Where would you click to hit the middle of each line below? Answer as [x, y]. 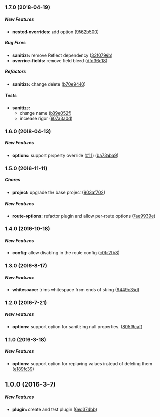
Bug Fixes [15, 43]
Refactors [15, 72]
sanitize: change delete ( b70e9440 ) [49, 84]
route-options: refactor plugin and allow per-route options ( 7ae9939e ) [84, 216]
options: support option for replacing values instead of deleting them [82, 364]
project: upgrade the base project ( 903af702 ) [59, 192]
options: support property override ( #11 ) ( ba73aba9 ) [65, 155]
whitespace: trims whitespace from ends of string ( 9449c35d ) [76, 290]
